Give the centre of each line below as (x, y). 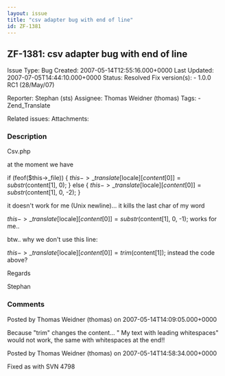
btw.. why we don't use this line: (52, 240)
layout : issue (27, 13)
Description (27, 136)
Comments (26, 304)
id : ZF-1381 (24, 26)
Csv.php (19, 151)
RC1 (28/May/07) (31, 85)
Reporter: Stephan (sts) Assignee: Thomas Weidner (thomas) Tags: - (104, 98)
